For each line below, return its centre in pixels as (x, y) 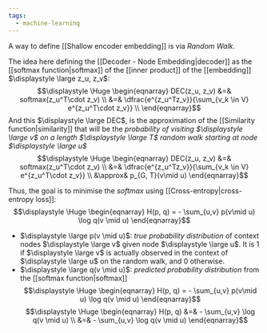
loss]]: (46, 199)
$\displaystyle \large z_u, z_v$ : (59, 78)
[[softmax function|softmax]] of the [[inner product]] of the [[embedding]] (130, 69)
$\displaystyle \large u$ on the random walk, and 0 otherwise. (122, 261)
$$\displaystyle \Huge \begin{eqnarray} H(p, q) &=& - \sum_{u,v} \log (140, 311)
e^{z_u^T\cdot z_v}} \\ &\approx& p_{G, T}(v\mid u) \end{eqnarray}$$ (134, 175)
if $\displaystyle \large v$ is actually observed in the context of (124, 252)
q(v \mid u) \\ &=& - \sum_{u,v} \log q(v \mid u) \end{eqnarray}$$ (140, 319)
